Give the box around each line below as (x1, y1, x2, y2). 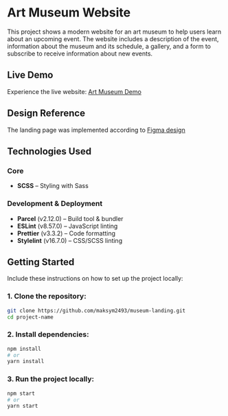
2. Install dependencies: (7, 330, 89, 339)
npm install (7, 345, 41, 352)
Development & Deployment (7, 199, 103, 209)
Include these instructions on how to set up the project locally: (7, 275, 183, 283)
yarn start (7, 403, 38, 410)
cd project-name (7, 314, 54, 321)
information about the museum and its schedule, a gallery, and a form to (7, 42, 212, 50)
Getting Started (7, 256, 75, 268)
